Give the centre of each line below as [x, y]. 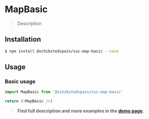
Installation [23, 39]
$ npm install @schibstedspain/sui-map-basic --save [62, 51]
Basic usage [20, 81]
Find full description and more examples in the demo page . [81, 111]
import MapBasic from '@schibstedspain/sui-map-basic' [64, 92]
